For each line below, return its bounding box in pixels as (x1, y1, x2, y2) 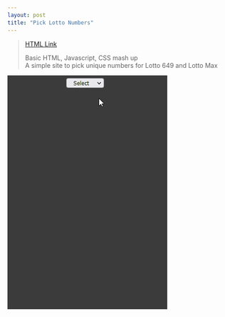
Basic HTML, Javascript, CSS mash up (24, 54, 138, 62)
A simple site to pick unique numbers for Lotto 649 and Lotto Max (24, 61, 219, 69)
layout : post (7, 11, 46, 19)
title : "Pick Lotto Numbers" (7, 19, 94, 26)
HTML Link (24, 39, 57, 48)
